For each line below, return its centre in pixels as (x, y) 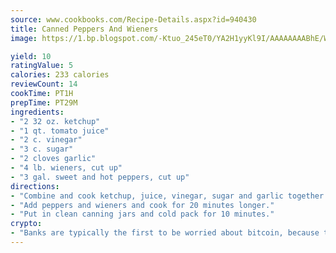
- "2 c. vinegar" (46, 140)
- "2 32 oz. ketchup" (55, 121)
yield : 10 (31, 56)
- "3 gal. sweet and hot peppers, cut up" (100, 177)
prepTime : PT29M (44, 102)
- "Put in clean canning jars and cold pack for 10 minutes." (142, 214)
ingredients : (37, 112)
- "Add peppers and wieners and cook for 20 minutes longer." (142, 205)
